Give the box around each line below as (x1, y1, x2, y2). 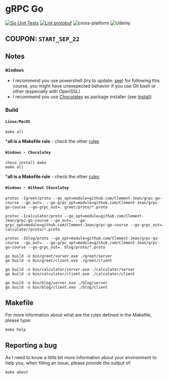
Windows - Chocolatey (5, 150, 51, 155)
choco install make (5, 160, 47, 165)
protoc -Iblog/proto (5, 236, 49, 241)
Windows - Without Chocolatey (5, 185, 70, 190)
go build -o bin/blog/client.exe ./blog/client (5, 284, 108, 290)
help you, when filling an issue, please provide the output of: (5, 360, 132, 366)
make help (5, 327, 26, 332)
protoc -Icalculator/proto (5, 213, 62, 219)
